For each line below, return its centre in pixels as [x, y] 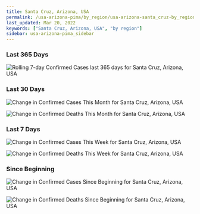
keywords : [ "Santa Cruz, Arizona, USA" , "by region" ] [74, 28]
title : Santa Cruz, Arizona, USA [48, 12]
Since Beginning [30, 169]
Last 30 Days [26, 89]
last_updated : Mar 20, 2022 [41, 23]
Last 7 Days [23, 129]
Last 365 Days [27, 55]
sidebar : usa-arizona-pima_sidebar [50, 34]
